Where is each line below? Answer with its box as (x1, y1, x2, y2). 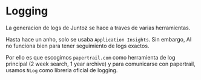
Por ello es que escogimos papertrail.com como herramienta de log (5, 54, 176, 61)
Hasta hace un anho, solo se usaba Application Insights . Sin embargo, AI (5, 35, 192, 43)
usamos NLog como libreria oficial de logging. (5, 66, 118, 73)
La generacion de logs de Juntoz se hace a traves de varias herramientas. (5, 24, 191, 31)
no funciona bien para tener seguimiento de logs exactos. (5, 42, 150, 49)
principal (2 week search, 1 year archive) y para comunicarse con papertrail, (5, 60, 196, 67)
